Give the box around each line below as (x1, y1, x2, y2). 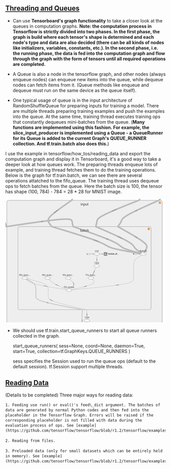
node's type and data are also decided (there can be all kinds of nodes (12, 39, 164, 45)
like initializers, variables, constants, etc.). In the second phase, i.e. (12, 44, 159, 51)
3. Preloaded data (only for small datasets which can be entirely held (5, 449, 163, 454)
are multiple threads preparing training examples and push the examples (12, 108, 165, 114)
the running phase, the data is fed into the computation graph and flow (12, 50, 165, 56)
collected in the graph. (12, 333, 60, 339)
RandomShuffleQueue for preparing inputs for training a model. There (12, 102, 159, 109)
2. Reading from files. (5, 438, 56, 443)
